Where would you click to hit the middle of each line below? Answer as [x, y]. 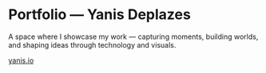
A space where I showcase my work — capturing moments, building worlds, [133, 36]
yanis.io [21, 60]
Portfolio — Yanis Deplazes [100, 15]
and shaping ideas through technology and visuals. [92, 44]
